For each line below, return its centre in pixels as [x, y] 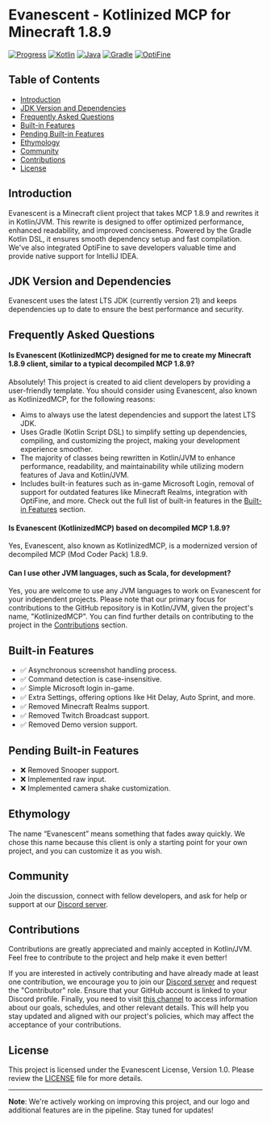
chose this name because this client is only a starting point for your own [128, 842]
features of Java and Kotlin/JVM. [74, 475]
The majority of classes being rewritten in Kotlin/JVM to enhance [127, 458]
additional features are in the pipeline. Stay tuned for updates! [111, 1110]
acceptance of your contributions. [65, 1025]
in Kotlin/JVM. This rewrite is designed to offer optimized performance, [126, 222]
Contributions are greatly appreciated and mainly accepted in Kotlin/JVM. [130, 949]
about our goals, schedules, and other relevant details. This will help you [129, 1007]
